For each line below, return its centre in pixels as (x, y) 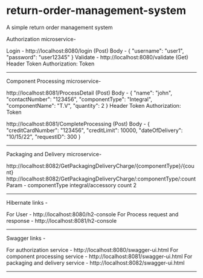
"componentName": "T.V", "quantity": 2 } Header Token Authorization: (94, 105)
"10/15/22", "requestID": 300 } (43, 136)
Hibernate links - (27, 202)
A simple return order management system (60, 27)
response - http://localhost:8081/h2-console (61, 220)
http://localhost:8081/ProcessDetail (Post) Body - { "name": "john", (89, 93)
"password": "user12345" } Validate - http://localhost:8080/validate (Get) (97, 57)
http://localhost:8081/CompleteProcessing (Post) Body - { (78, 124)
